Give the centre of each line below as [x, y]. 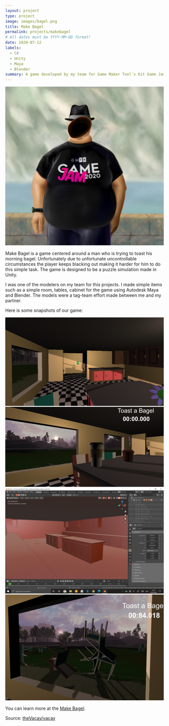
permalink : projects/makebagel [38, 32]
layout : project [22, 11]
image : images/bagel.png [31, 21]
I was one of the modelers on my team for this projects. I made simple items [84, 285]
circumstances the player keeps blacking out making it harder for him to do [83, 264]
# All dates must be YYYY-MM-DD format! [48, 37]
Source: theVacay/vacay [30, 718]
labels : [13, 48]
